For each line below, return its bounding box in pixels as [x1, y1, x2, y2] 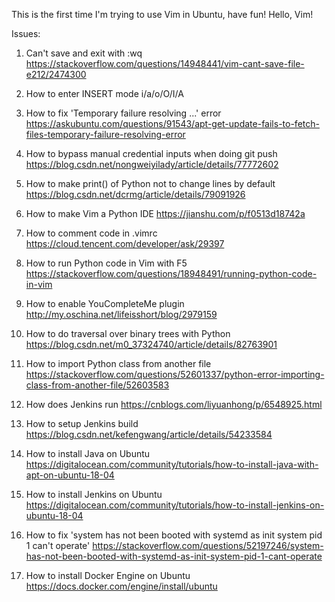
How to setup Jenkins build [25, 418, 139, 429]
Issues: [11, 28, 41, 39]
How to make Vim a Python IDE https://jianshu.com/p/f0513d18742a [25, 208, 306, 219]
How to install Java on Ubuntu [25, 448, 151, 459]
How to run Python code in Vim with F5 [25, 257, 188, 269]
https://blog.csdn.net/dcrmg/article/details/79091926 [25, 189, 246, 200]
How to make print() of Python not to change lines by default [25, 178, 276, 189]
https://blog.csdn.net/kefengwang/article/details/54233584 [25, 429, 273, 440]
